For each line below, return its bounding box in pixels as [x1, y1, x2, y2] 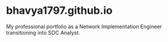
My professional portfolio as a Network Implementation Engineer [6, 23, 163, 30]
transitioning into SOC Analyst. [6, 29, 80, 36]
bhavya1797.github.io [6, 4, 113, 17]
